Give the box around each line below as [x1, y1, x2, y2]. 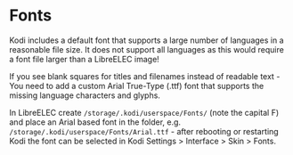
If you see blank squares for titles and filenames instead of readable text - [9, 70, 281, 81]
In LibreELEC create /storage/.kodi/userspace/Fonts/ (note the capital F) [9, 107, 280, 118]
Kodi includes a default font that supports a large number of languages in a [9, 35, 284, 45]
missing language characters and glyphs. [9, 90, 160, 101]
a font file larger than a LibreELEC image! [9, 53, 160, 64]
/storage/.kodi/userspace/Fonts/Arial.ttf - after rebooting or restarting [9, 126, 279, 136]
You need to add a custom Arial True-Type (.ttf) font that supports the [9, 80, 265, 91]
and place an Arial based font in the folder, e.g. [9, 117, 181, 127]
